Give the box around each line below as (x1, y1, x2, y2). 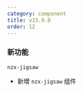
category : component (7, 10, 67, 17)
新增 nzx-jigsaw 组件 (17, 77, 77, 85)
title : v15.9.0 (7, 17, 51, 24)
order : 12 (7, 23, 36, 30)
